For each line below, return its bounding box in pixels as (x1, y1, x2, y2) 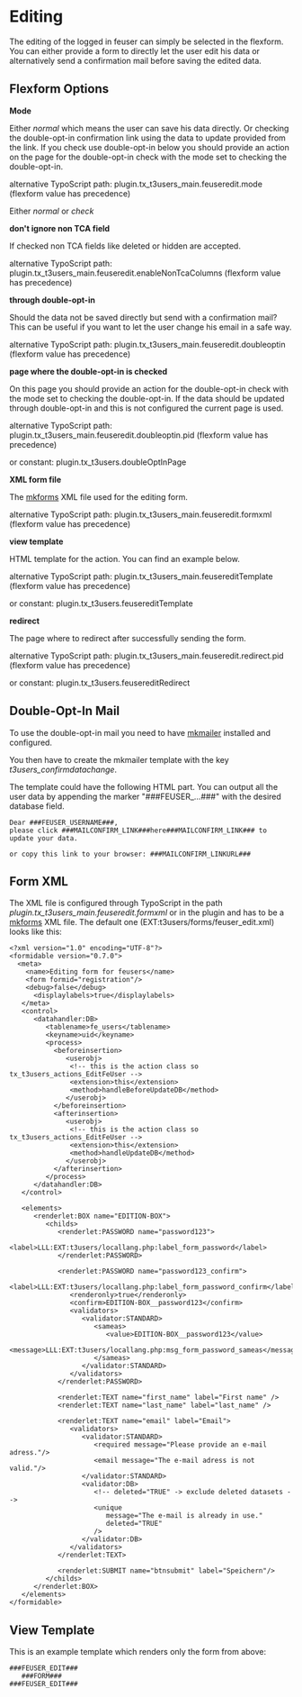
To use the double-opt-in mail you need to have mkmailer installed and (9, 727, 271, 738)
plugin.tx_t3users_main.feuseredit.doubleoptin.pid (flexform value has (9, 430, 269, 440)
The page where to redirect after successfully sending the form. (9, 632, 246, 643)
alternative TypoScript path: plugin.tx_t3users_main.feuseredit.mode (9, 178, 263, 189)
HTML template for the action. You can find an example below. (9, 553, 241, 564)
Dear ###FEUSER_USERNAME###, (9, 818, 119, 827)
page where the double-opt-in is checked (9, 366, 168, 377)
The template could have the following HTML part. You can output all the (9, 781, 279, 792)
